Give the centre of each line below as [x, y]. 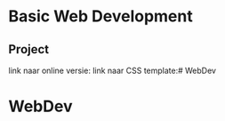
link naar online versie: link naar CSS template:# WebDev [112, 70]
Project [29, 49]
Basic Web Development [100, 16]
